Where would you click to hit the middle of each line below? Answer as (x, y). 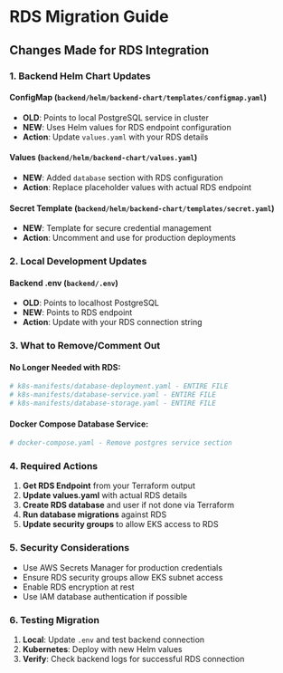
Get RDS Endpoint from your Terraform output (109, 486)
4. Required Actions (54, 466)
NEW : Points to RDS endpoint (77, 312)
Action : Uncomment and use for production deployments (129, 238)
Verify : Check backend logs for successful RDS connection (133, 659)
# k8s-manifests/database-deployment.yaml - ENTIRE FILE (119, 387)
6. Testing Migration (54, 620)
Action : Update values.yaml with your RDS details (115, 137)
